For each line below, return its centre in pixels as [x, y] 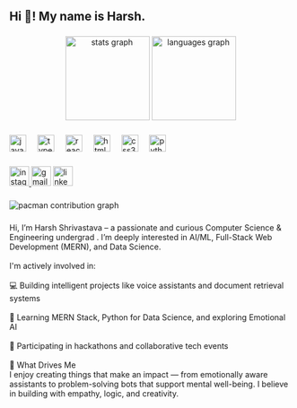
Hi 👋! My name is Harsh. [78, 17]
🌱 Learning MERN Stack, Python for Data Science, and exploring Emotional [148, 317]
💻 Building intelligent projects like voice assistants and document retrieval [147, 285]
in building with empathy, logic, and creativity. [94, 394]
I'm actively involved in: [52, 266]
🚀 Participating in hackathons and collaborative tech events [119, 346]
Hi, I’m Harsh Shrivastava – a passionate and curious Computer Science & [145, 228]
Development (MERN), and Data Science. [85, 247]
